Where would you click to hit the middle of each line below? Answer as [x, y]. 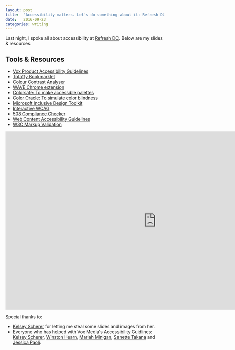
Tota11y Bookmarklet [34, 77]
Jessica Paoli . [27, 343]
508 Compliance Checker [39, 114]
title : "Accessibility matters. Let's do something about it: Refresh [82, 15]
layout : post [19, 10]
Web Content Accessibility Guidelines [51, 119]
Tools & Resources [35, 59]
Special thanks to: [24, 317]
